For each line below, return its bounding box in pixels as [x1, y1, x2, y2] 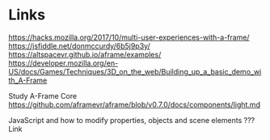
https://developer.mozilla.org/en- [8, 58, 119, 68]
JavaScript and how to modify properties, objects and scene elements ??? [8, 115, 255, 125]
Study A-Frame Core [8, 91, 78, 100]
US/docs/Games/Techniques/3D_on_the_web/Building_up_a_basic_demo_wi [8, 66, 262, 76]
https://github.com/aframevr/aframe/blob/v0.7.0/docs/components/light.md [8, 100, 261, 109]
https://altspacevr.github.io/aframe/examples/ [8, 49, 162, 59]
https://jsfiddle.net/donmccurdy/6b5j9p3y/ [8, 40, 151, 50]
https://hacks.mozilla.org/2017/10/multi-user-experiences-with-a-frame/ [8, 32, 250, 42]
